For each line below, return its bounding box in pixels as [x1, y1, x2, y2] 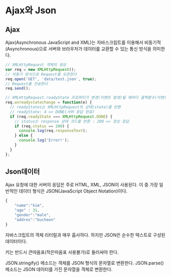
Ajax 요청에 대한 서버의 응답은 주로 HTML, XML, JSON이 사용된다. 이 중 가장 [5, 182, 158, 188]
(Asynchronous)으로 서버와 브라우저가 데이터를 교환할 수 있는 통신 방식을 [5, 46, 152, 51]
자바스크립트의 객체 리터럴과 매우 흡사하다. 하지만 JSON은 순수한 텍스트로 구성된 [5, 232, 165, 238]
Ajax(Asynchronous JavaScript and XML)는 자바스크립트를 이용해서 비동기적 [5, 39, 161, 45]
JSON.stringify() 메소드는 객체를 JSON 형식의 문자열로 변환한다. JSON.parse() [5, 260, 164, 266]
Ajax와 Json [5, 5, 57, 16]
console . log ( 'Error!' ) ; [18, 138, 70, 143]
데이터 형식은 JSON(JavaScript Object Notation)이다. [18, 188, 128, 194]
